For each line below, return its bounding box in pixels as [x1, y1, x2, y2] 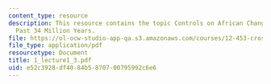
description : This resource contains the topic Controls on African [8, 19, 244, 27]
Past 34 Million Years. [15, 26, 95, 34]
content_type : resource [8, 11, 89, 20]
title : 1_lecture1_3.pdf [8, 57, 92, 65]
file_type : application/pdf [8, 42, 103, 50]
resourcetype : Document [8, 49, 89, 57]
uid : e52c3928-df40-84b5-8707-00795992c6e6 [8, 64, 157, 72]
